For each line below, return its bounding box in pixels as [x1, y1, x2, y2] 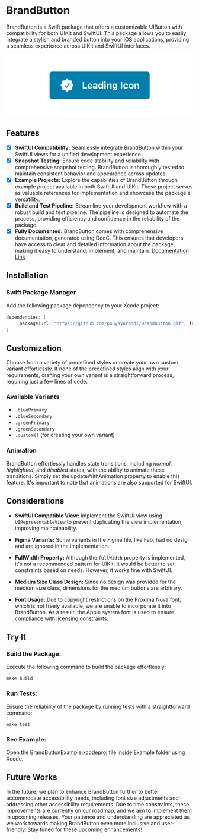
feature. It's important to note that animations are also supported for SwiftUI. [6, 479, 192, 486]
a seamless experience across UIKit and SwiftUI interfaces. [6, 42, 151, 49]
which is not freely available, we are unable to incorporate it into [14, 602, 172, 609]
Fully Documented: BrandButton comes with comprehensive [14, 228, 163, 235]
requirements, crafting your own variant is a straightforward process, [6, 372, 174, 379]
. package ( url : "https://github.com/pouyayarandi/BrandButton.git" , [17, 320, 187, 326]
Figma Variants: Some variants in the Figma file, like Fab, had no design [14, 536, 191, 543]
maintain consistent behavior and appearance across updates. [14, 170, 168, 177]
